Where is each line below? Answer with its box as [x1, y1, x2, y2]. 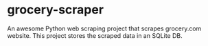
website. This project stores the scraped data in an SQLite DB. [7, 31, 183, 39]
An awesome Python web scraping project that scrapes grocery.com [7, 24, 202, 32]
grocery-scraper [7, 2, 104, 18]
